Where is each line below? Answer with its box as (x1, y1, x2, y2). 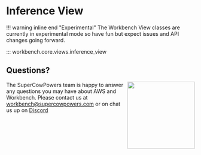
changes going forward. (6, 36, 66, 44)
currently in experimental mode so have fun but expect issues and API (6, 30, 179, 37)
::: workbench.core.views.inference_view (6, 48, 106, 55)
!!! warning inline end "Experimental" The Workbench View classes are (6, 24, 181, 31)
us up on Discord (6, 106, 48, 114)
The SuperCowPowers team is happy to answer (6, 81, 124, 88)
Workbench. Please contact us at (6, 94, 88, 101)
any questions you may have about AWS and (6, 88, 117, 95)
